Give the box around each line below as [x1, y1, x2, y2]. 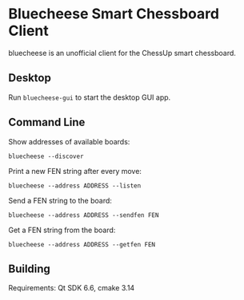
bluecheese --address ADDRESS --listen [8, 181, 142, 190]
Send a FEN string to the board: [8, 195, 112, 205]
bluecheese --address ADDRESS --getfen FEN [8, 240, 156, 248]
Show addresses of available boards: [8, 136, 130, 146]
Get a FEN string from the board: [8, 225, 116, 235]
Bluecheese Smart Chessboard [8, 5, 220, 23]
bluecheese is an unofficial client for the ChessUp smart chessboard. [8, 48, 236, 57]
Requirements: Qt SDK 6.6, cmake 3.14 [8, 283, 135, 293]
